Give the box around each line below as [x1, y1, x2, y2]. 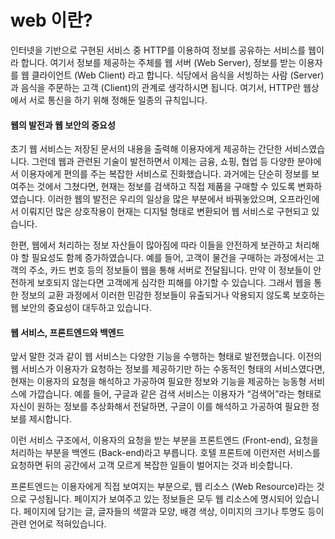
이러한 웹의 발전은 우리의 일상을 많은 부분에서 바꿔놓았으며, [47, 193, 277, 205]
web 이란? [10, 9, 93, 32]
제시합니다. [28, 413, 73, 425]
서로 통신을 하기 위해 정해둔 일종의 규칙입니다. [28, 94, 208, 106]
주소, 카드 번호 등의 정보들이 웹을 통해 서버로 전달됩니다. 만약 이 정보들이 [28, 264, 312, 276]
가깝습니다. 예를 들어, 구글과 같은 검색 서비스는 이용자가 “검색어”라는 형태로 [28, 388, 322, 400]
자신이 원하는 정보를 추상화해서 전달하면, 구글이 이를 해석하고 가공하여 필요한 [10, 401, 310, 413]
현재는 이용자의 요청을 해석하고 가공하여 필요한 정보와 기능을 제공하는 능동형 [10, 376, 307, 388]
